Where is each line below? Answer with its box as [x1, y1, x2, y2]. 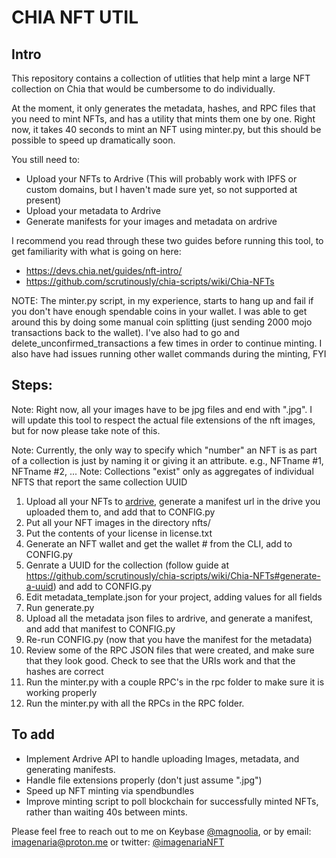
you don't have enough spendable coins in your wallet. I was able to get [11, 306, 308, 317]
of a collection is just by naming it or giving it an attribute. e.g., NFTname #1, [11, 454, 324, 466]
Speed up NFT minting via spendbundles [25, 784, 195, 796]
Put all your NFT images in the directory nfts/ [25, 516, 211, 528]
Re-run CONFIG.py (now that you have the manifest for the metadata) [25, 633, 313, 645]
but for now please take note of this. [11, 424, 161, 436]
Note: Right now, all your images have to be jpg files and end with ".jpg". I [11, 403, 313, 415]
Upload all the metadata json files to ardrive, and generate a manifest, [25, 612, 314, 624]
